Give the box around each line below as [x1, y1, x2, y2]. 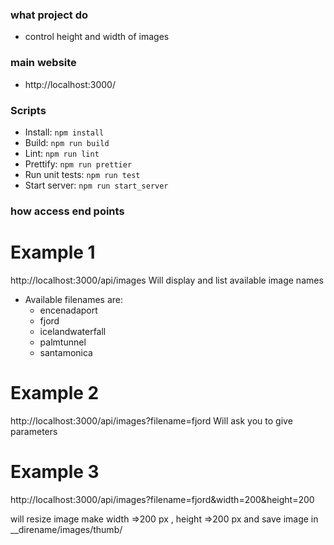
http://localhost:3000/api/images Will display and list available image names [10, 274, 324, 286]
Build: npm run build [24, 136, 110, 148]
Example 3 [10, 460, 100, 483]
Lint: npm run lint [24, 147, 100, 159]
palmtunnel [39, 336, 87, 348]
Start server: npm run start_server [24, 179, 169, 191]
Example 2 [10, 381, 100, 404]
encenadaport [39, 304, 98, 316]
